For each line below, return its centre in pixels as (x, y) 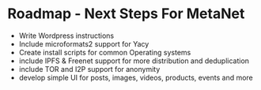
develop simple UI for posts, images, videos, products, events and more (136, 77)
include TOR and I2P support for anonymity (89, 69)
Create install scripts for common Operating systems (105, 52)
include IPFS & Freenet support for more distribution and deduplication (134, 61)
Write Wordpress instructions (66, 36)
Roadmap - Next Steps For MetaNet (126, 14)
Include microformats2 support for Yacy (84, 43)
